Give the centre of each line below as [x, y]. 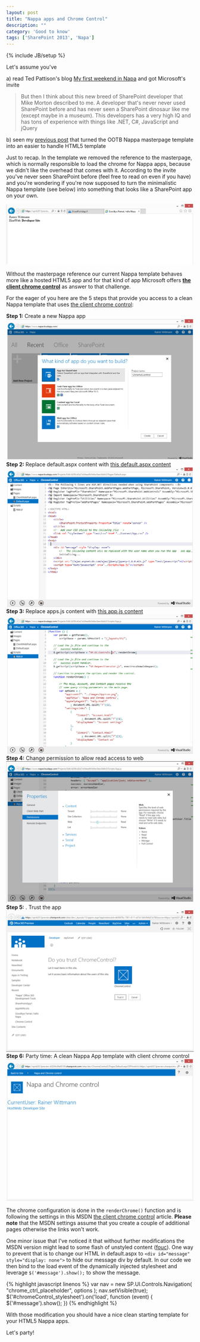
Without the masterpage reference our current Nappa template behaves [94, 274]
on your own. [22, 196]
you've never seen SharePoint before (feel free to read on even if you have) [99, 177]
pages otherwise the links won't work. [53, 1229]
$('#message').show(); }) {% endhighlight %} [62, 1303]
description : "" [26, 25]
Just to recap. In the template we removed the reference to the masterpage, [99, 157]
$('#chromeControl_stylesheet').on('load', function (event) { [79, 1297]
